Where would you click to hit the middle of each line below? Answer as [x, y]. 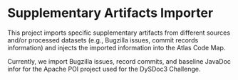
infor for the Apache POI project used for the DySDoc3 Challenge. [104, 69]
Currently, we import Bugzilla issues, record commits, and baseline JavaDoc [119, 61]
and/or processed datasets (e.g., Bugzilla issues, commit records [103, 40]
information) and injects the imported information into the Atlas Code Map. [117, 47]
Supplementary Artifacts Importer [110, 13]
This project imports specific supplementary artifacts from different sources [119, 33]
